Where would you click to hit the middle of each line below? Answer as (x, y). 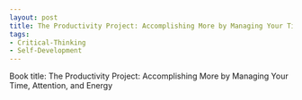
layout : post (34, 17)
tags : (19, 34)
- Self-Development (46, 51)
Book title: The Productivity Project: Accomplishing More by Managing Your (149, 76)
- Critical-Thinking (48, 42)
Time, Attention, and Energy (61, 86)
